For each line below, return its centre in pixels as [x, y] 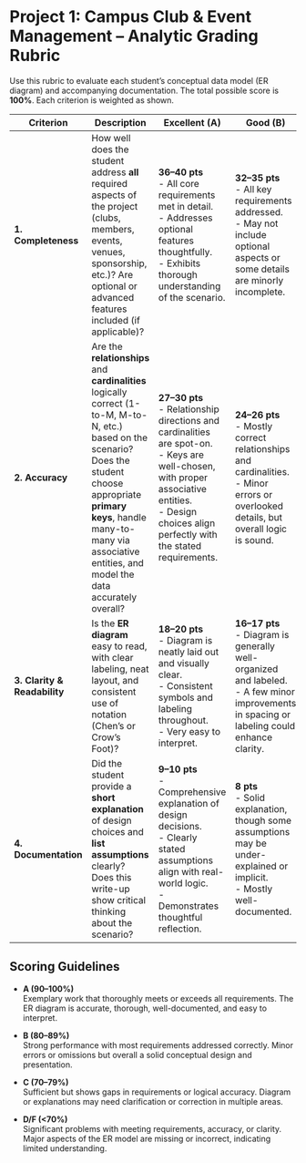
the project [115, 206]
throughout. [183, 720]
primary [109, 506]
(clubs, [106, 218]
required [110, 183]
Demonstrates [189, 906]
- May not [257, 223]
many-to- [113, 529]
